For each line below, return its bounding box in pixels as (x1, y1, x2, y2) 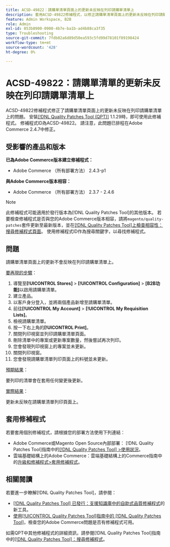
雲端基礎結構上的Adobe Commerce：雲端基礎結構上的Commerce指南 (13, 452, 158, 459)
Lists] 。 (13, 312, 30, 318)
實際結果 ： (6, 388, 28, 394)
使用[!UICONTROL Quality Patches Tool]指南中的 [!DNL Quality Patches (13, 513, 161, 519)
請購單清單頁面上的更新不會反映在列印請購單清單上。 (6, 259, 117, 265)
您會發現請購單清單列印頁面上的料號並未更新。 (13, 356, 110, 362)
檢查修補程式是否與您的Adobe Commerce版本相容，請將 (10, 216, 128, 222)
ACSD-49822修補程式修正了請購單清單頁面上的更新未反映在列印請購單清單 (6, 107, 162, 113)
